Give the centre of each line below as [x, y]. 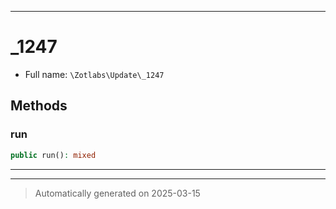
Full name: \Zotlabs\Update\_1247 [94, 74]
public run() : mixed [53, 155]
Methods [39, 106]
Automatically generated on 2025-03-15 [117, 193]
